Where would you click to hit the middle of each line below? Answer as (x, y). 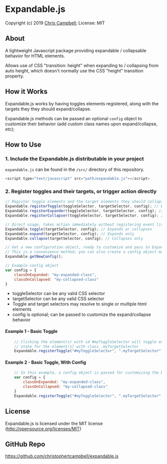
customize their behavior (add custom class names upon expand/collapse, (82, 124)
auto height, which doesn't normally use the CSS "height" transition (74, 71)
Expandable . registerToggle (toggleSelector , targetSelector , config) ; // (82, 206)
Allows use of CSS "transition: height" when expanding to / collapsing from (82, 65)
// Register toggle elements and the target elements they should (75, 202)
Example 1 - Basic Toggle (32, 331)
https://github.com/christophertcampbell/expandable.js (62, 456)
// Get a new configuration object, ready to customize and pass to (78, 247)
